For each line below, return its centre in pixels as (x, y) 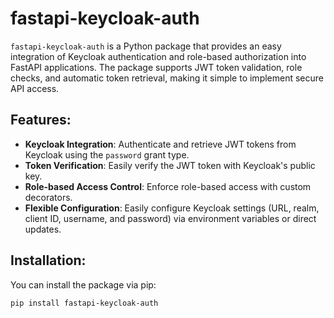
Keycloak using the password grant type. (107, 154)
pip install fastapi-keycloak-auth (84, 303)
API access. (35, 88)
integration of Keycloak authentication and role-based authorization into (158, 56)
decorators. (48, 197)
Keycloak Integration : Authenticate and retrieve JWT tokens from (160, 144)
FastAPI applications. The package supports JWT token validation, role (156, 67)
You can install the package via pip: (83, 284)
